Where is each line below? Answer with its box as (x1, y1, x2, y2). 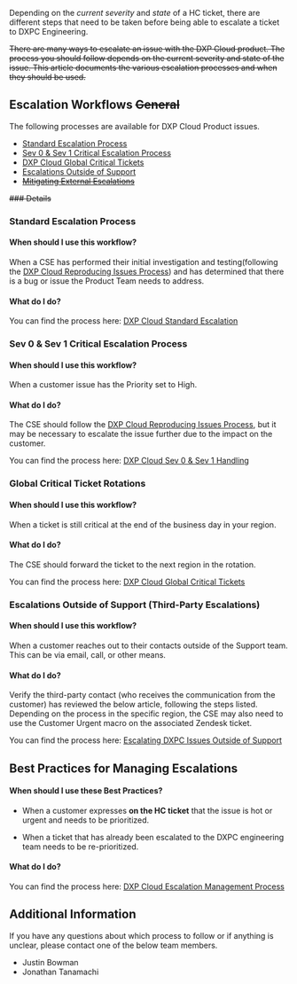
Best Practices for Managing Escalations (9, 761, 238, 776)
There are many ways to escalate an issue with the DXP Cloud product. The (9, 43, 285, 54)
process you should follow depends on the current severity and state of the (9, 53, 285, 63)
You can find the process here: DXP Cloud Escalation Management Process (9, 881, 285, 892)
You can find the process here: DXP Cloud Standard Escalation (9, 316, 238, 326)
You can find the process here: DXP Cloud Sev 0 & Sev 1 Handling (9, 456, 250, 466)
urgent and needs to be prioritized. (21, 815, 150, 825)
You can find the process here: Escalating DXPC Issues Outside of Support (9, 735, 282, 746)
